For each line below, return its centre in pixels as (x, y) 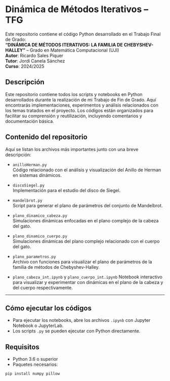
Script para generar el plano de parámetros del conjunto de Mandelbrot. (88, 205)
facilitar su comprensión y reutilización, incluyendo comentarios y (74, 116)
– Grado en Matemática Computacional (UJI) (73, 50)
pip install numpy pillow (32, 374)
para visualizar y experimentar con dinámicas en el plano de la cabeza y (88, 282)
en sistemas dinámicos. (37, 175)
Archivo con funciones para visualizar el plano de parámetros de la (82, 262)
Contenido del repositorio (46, 137)
